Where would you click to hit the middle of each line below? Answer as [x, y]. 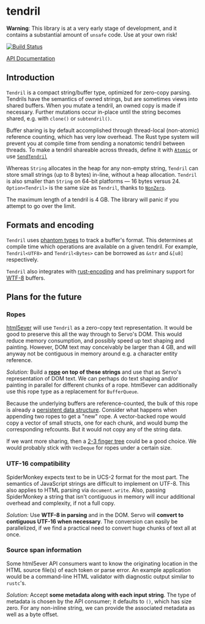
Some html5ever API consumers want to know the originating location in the [102, 563]
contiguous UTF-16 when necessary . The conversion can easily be [92, 521]
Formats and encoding [50, 225]
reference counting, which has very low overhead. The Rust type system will [103, 136]
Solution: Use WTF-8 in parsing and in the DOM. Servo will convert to [95, 514]
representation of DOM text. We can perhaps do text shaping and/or [92, 379]
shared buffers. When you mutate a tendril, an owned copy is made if [94, 105]
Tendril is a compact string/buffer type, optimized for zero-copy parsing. [99, 92]
